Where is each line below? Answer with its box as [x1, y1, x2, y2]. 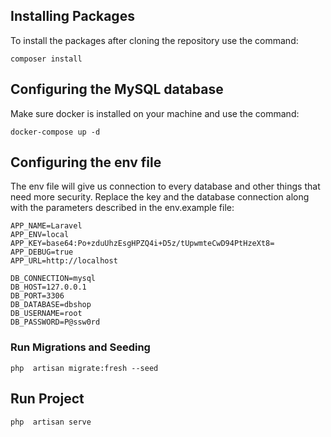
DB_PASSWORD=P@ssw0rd [10, 317, 101, 328]
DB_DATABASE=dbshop [10, 300, 92, 310]
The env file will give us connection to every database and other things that [10, 180, 321, 193]
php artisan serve [10, 417, 92, 427]
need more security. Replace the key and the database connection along [10, 191, 310, 203]
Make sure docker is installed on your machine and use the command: [10, 107, 300, 119]
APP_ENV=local [10, 230, 70, 240]
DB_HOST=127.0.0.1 [10, 282, 87, 293]
